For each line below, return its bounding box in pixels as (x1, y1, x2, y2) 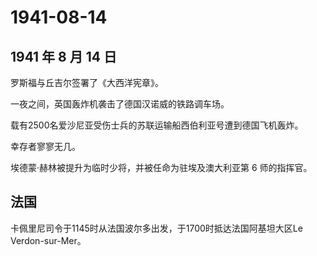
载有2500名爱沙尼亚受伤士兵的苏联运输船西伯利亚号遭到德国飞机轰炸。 (10, 119, 304, 131)
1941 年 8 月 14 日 (10, 48, 117, 65)
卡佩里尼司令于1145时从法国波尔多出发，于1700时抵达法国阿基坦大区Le (10, 222, 303, 234)
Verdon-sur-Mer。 (10, 234, 87, 246)
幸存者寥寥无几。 (10, 141, 81, 152)
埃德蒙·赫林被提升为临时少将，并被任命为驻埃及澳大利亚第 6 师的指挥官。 (10, 162, 313, 173)
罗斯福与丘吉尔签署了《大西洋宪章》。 (10, 77, 164, 88)
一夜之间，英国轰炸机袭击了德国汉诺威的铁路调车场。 (10, 98, 230, 110)
